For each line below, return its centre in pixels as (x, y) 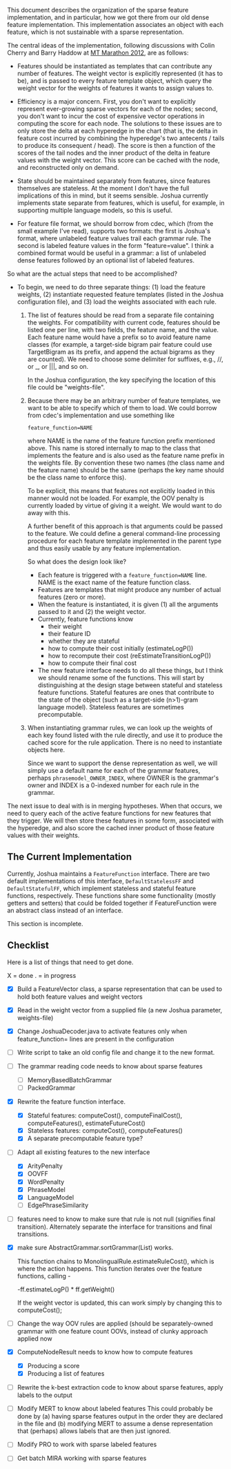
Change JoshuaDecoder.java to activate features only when (102, 1031)
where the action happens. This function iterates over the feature (109, 1268)
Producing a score (53, 1366)
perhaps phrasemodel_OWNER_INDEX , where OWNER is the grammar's (123, 778)
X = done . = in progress (42, 975)
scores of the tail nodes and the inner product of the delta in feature (113, 153)
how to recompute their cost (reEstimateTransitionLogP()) (130, 656)
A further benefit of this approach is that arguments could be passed (125, 526)
